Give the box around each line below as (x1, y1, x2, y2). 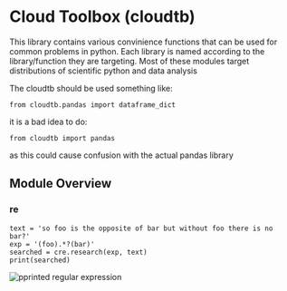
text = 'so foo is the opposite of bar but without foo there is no (9, 224, 273, 233)
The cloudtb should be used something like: (9, 82, 174, 93)
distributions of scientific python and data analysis (9, 65, 197, 76)
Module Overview (9, 176, 112, 191)
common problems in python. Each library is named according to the (9, 45, 265, 56)
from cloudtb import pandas (9, 133, 116, 142)
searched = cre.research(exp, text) (9, 247, 148, 257)
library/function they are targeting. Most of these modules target (9, 55, 250, 66)
